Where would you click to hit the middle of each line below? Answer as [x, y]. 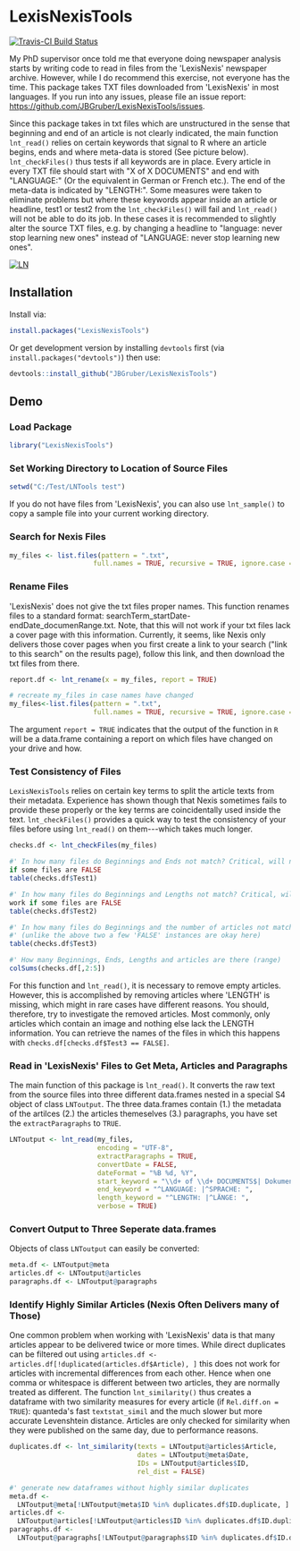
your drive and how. [46, 748]
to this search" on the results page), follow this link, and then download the [147, 653]
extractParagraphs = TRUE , [147, 1156]
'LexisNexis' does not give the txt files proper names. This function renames [150, 606]
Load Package [41, 427]
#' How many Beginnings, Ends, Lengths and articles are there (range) [145, 960]
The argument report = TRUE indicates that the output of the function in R [144, 729]
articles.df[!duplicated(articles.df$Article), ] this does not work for [145, 1364]
